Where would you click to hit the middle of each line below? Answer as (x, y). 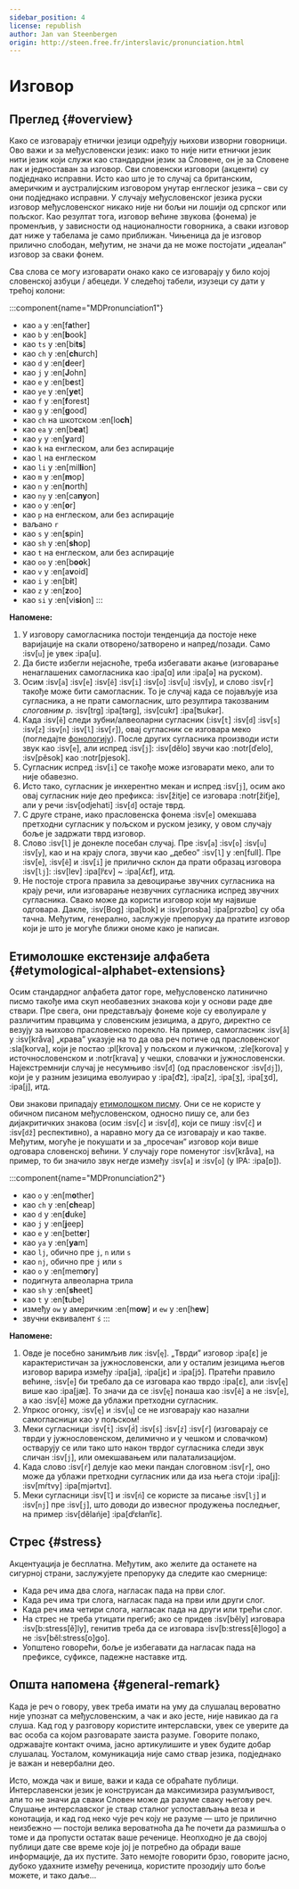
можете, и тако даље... (53, 1875)
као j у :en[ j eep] (53, 1224)
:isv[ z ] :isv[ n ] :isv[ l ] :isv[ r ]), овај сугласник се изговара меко (137, 730)
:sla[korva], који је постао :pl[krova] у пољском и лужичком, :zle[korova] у (149, 1049)
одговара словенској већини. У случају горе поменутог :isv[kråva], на (142, 1151)
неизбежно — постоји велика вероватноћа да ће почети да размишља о (148, 1827)
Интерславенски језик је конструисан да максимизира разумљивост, (142, 1790)
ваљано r (40, 524)
